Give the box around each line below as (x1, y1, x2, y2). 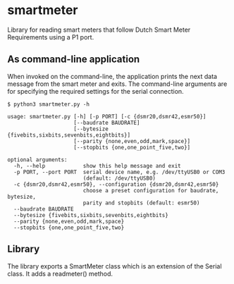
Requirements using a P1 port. (7, 32, 94, 41)
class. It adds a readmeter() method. (7, 269, 113, 278)
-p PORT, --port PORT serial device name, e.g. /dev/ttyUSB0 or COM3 (13, 168, 226, 175)
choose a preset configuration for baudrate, (82, 187, 219, 194)
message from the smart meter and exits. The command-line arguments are (7, 80, 228, 88)
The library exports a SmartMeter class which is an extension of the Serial (7, 261, 222, 270)
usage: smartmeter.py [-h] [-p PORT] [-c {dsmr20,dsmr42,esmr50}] (7, 113, 207, 120)
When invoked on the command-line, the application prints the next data (7, 72, 217, 80)
